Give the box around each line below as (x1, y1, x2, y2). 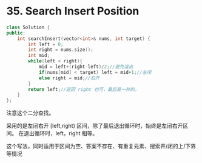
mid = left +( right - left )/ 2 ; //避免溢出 (38, 64, 133, 70)
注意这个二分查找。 (6, 109, 55, 116)
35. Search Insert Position (6, 4, 140, 18)
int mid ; (28, 53, 50, 59)
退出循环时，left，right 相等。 (23, 130, 98, 137)
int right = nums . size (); (28, 47, 94, 53)
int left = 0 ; (28, 41, 64, 47)
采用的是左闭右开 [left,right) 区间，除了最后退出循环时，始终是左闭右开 (6, 122, 183, 130)
